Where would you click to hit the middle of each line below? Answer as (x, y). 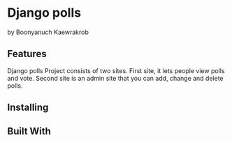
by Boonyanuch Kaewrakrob (48, 32)
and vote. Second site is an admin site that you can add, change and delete (115, 78)
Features (27, 54)
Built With (29, 131)
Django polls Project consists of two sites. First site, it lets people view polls (116, 70)
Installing (28, 108)
